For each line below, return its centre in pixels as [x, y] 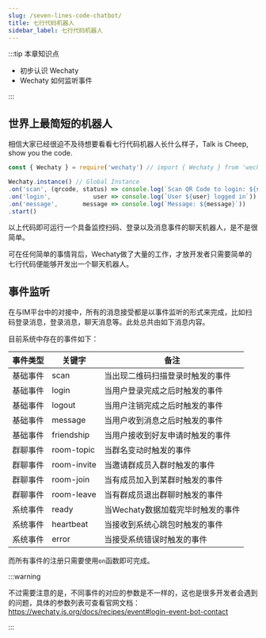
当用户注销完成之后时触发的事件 [163, 405]
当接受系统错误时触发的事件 [156, 540]
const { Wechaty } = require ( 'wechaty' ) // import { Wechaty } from [123, 167]
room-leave [74, 494]
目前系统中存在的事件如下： [53, 339]
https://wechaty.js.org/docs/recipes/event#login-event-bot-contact [118, 612]
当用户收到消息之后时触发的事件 [163, 421]
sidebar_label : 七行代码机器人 [55, 30]
